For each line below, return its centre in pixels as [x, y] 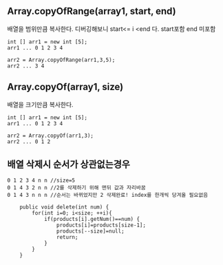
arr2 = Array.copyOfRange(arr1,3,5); [61, 60]
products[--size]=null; [91, 231]
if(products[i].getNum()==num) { [92, 220]
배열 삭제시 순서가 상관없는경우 [69, 165]
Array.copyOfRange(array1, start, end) [92, 11]
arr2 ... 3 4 [26, 66]
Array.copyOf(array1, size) [65, 87]
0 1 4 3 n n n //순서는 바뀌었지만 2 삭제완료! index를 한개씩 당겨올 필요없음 [108, 195]
